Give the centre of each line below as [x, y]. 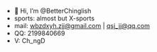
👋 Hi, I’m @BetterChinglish [53, 11]
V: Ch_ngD [29, 41]
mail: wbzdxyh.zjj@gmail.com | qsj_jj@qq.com [82, 26]
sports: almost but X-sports [54, 18]
